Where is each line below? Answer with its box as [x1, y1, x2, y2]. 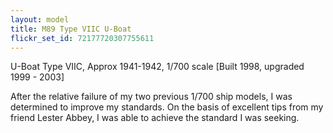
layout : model [10, 14, 70, 25]
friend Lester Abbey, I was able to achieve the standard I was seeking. [10, 112, 300, 124]
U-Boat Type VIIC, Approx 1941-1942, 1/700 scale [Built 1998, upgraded [10, 61, 305, 73]
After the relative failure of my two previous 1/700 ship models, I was [10, 91, 293, 103]
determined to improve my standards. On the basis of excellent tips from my [10, 101, 324, 113]
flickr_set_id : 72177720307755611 [10, 33, 155, 43]
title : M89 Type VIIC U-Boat [10, 24, 132, 34]
